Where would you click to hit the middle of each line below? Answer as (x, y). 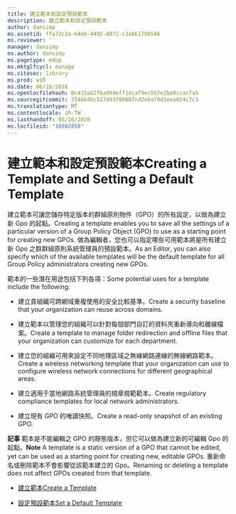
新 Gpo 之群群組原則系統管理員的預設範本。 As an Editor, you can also (109, 248)
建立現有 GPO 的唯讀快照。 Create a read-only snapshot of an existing (120, 416)
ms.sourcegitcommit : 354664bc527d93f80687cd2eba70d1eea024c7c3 (103, 100)
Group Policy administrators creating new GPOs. (78, 264)
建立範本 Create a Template (57, 488)
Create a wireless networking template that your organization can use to (123, 363)
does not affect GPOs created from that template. (80, 474)
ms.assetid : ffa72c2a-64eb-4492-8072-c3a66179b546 (84, 34)
